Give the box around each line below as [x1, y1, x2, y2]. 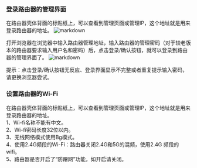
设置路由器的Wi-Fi [6, 90, 59, 98]
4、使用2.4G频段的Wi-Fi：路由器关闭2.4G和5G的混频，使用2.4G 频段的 [6, 140, 179, 148]
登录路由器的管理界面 [6, 5, 66, 13]
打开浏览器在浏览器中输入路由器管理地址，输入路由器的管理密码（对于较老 [6, 39, 186, 46]
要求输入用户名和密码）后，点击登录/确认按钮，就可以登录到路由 [31, 47, 188, 54]
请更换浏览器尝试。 [6, 74, 53, 81]
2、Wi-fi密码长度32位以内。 [6, 126, 74, 133]
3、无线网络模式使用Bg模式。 [6, 133, 78, 140]
